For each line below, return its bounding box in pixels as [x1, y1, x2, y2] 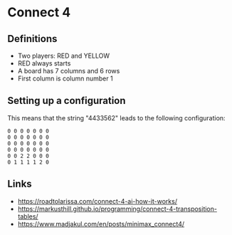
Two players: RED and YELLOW [17, 51, 110, 60]
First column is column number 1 [17, 74, 113, 83]
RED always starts [17, 59, 71, 68]
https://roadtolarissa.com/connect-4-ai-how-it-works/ [17, 197, 178, 205]
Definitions [7, 33, 58, 45]
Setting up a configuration [7, 95, 126, 107]
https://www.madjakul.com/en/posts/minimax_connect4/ [17, 219, 185, 228]
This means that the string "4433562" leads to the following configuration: [7, 113, 226, 122]
